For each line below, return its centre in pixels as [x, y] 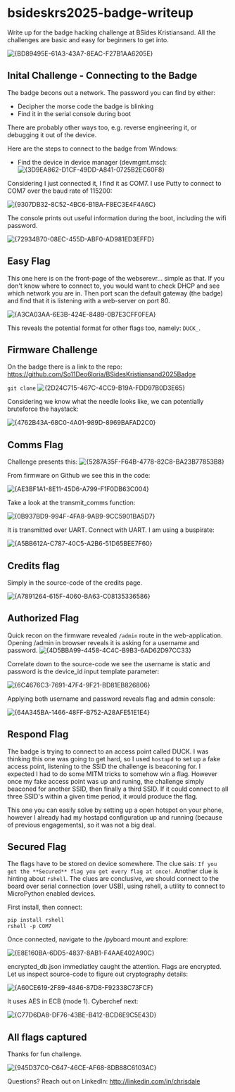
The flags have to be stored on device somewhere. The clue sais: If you [112, 864]
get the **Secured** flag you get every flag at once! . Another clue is [113, 871]
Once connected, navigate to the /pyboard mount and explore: [98, 939]
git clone [22, 388]
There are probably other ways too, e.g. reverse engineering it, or [102, 127]
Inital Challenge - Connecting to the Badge [102, 76]
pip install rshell [36, 920]
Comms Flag [35, 445]
